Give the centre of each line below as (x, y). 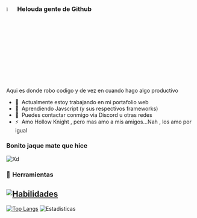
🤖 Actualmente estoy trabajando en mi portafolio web (82, 102)
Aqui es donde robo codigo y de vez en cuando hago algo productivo (92, 90)
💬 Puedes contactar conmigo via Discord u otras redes (83, 115)
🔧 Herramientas (30, 175)
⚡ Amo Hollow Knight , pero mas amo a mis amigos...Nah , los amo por (103, 122)
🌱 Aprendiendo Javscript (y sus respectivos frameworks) (86, 108)
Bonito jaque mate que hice (47, 146)
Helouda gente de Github (55, 9)
